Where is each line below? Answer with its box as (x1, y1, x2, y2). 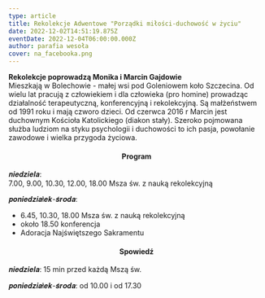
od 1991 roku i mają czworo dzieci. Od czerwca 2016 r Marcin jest (8, 107, 228, 116)
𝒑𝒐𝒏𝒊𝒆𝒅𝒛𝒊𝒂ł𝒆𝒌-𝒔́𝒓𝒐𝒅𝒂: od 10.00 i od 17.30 (8, 281, 142, 291)
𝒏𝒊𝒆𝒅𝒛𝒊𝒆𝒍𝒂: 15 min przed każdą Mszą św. (8, 265, 142, 274)
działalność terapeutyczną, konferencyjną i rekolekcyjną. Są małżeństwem (8, 99, 258, 107)
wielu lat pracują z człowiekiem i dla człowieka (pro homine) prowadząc (8, 90, 249, 99)
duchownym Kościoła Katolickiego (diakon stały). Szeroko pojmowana (8, 116, 243, 125)
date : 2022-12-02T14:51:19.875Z (8, 27, 118, 35)
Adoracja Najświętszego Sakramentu (20, 228, 145, 238)
